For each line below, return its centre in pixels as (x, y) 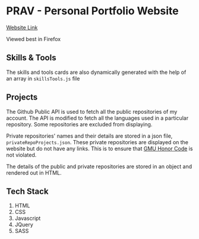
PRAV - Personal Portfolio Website (93, 11)
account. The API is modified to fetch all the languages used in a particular (97, 118)
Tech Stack (27, 191)
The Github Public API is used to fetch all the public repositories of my (92, 111)
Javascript (28, 218)
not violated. (21, 155)
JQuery (24, 225)
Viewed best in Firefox (34, 39)
